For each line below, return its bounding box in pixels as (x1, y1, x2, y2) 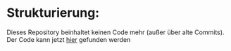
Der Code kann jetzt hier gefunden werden (6, 35, 131, 43)
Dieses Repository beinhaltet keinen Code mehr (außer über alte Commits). (6, 28, 225, 36)
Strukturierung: (6, 5, 100, 21)
